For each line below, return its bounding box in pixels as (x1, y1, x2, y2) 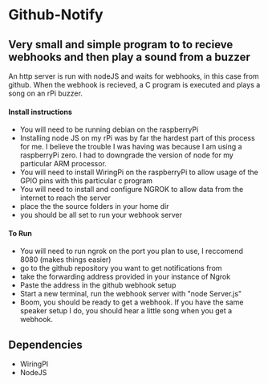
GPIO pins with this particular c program (19, 176, 153, 186)
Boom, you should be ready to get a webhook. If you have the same (19, 297, 244, 307)
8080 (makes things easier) (19, 255, 112, 264)
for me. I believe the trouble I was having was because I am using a (19, 142, 242, 152)
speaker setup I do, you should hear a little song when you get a (19, 306, 233, 316)
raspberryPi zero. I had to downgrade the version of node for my (19, 150, 234, 160)
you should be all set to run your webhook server (19, 210, 183, 220)
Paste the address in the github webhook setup (19, 280, 177, 290)
